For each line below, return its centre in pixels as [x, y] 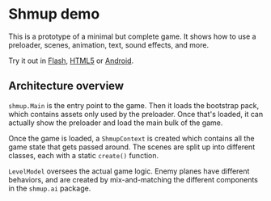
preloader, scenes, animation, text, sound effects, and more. [108, 44]
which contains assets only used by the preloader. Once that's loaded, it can [136, 114]
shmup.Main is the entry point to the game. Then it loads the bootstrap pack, [134, 105]
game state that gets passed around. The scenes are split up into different [132, 147]
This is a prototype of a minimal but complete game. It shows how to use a [132, 36]
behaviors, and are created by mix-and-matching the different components [133, 179]
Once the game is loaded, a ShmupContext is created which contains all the [131, 138]
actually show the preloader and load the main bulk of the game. [116, 123]
